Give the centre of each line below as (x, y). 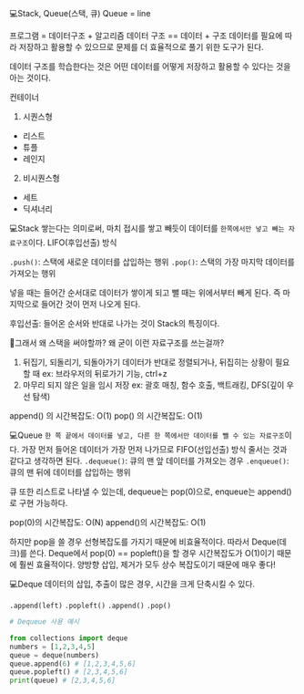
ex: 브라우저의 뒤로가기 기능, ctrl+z (105, 373)
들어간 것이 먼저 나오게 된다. (91, 304)
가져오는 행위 (33, 273)
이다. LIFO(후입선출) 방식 (72, 243)
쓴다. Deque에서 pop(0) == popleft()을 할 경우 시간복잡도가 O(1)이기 (152, 553)
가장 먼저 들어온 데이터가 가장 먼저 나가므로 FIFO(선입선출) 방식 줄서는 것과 (154, 449)
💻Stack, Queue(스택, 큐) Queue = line (80, 13)
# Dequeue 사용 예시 (45, 622)
